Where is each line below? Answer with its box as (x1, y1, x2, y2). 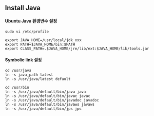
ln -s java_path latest (5, 72, 54, 77)
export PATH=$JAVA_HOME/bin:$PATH (5, 42, 76, 47)
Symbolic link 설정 (5, 57, 42, 63)
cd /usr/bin (5, 85, 29, 90)
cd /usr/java (5, 68, 32, 73)
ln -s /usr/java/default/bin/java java (5, 89, 86, 94)
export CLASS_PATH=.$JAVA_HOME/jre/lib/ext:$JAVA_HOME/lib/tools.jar (5, 46, 150, 51)
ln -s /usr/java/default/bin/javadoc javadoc (5, 98, 99, 102)
